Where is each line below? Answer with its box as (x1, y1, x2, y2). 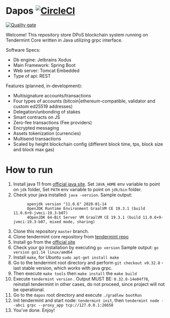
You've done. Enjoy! (13, 307, 55, 313)
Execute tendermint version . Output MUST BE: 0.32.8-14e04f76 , (13, 275, 150, 281)
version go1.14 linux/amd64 (13, 250, 73, 255)
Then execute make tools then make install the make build (13, 270, 137, 276)
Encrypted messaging (13, 125, 59, 131)
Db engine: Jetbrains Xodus (13, 56, 72, 63)
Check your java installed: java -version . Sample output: (13, 192, 132, 198)
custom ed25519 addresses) (13, 103, 73, 109)
